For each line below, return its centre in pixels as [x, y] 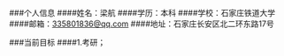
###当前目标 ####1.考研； [58, 42]
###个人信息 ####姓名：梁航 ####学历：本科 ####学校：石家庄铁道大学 [142, 13]
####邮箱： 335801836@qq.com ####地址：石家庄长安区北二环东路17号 [142, 24]
